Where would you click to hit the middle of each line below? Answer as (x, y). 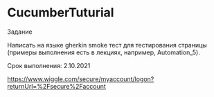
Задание (20, 32)
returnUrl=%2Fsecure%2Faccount (56, 86)
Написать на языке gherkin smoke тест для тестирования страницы (107, 45)
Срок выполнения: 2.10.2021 (49, 65)
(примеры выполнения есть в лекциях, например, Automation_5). (104, 52)
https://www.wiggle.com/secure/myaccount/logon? (81, 79)
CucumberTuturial (61, 13)
